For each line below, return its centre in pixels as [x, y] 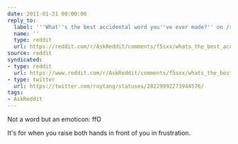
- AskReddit [25, 100]
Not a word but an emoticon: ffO [54, 119]
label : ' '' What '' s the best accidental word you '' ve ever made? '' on [118, 27]
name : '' [27, 34]
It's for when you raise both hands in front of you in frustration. [99, 133]
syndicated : [25, 60]
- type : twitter [31, 79]
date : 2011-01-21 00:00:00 [47, 14]
